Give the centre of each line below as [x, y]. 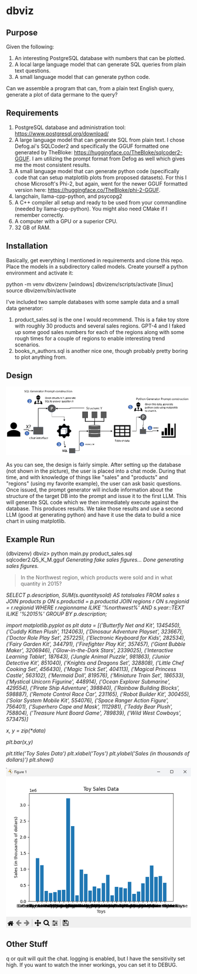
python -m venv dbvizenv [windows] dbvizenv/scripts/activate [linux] [90, 284]
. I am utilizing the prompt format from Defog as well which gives [107, 159]
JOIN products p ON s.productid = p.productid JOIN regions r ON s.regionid [98, 602]
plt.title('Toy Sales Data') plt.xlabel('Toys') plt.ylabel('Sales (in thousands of [98, 754]
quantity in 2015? [41, 584]
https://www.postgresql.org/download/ [62, 133]
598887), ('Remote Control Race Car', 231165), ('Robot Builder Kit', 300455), [98, 694]
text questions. [33, 71]
